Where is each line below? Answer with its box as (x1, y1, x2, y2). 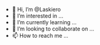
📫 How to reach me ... (12, 32, 68, 39)
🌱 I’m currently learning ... (12, 19, 77, 26)
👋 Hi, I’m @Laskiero (12, 6, 61, 13)
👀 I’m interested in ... (12, 12, 64, 19)
